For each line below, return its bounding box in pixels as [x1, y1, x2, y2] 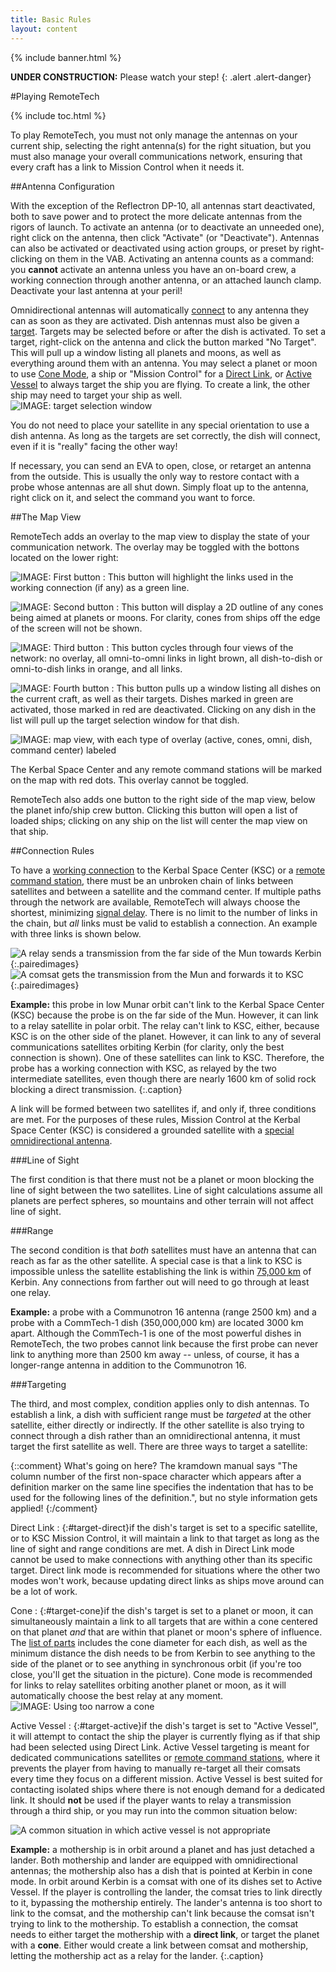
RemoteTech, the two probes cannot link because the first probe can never [10, 1337, 319, 1350]
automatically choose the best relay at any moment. [10, 1689, 224, 1701]
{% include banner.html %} [10, 51, 122, 63]
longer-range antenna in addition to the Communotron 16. [10, 1359, 247, 1371]
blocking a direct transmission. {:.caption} [10, 1083, 183, 1095]
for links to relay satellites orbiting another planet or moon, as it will [10, 1679, 287, 1691]
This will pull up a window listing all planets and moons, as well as [10, 346, 282, 358]
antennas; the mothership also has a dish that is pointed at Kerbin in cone [10, 1864, 313, 1876]
